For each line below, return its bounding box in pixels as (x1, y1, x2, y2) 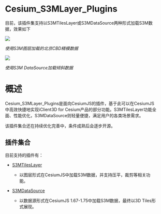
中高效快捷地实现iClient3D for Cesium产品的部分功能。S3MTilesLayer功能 (5, 107, 152, 112)
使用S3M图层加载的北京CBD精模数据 (5, 45, 78, 51)
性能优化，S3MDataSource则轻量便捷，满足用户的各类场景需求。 (13, 112, 144, 118)
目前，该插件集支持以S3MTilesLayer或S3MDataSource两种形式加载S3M (5, 20, 149, 26)
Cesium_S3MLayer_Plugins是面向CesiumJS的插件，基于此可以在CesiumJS (5, 100, 155, 106)
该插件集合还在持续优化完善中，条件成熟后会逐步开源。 (5, 122, 115, 129)
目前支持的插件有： (5, 152, 44, 158)
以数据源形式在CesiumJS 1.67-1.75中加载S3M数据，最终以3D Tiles (19, 198, 152, 203)
